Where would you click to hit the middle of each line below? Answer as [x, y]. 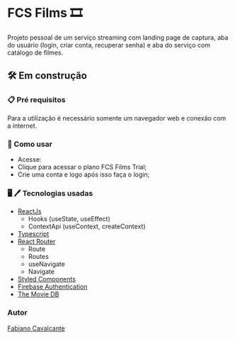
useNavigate [46, 264]
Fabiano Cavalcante [36, 328]
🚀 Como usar [30, 144]
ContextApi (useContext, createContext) [87, 226]
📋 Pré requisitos [36, 100]
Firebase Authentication [52, 287]
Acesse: [29, 159]
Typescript [33, 234]
